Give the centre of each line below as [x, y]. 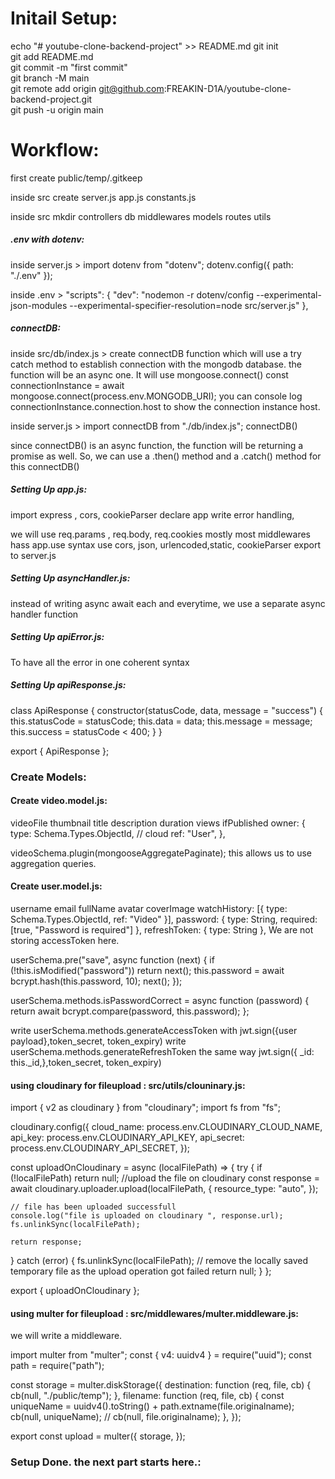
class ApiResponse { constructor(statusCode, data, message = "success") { [166, 710]
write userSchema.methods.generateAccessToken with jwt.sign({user [154, 1031]
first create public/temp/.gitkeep [76, 178]
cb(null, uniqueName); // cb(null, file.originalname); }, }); [126, 1417]
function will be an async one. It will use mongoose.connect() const [149, 374]
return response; [46, 1242]
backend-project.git [51, 99]
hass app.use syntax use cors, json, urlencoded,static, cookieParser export [166, 544]
